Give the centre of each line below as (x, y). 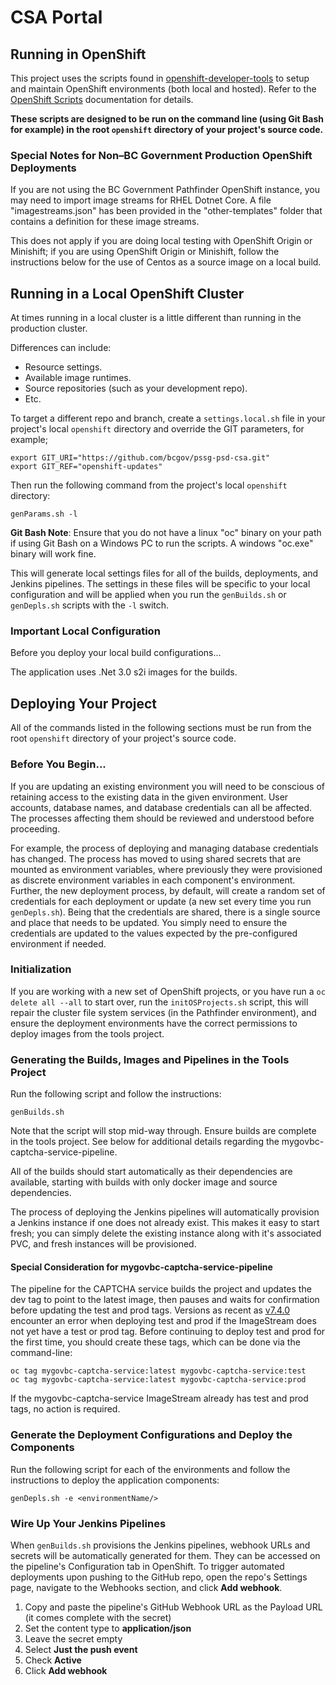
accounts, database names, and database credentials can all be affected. (161, 807)
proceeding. (35, 828)
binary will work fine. (53, 554)
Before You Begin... (58, 764)
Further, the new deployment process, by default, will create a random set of (168, 890)
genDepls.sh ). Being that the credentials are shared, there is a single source (165, 912)
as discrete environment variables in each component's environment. (153, 880)
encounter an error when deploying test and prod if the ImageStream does (163, 1321)
